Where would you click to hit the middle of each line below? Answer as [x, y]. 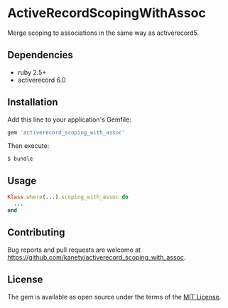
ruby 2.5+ [32, 72]
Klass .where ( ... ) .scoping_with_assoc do [68, 197]
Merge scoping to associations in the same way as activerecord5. [103, 33]
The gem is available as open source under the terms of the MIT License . [114, 297]
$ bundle [20, 159]
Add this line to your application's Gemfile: [69, 120]
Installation [33, 102]
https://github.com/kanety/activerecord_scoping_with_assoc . [97, 257]
